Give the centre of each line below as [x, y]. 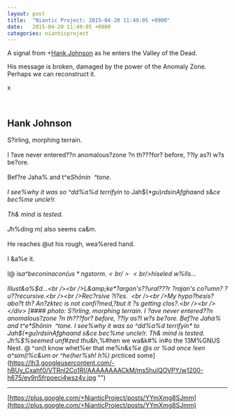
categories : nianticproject [48, 33]
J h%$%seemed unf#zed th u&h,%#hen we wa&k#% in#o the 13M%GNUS [114, 340]
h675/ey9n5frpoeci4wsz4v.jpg [52, 378]
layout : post [26, 14]
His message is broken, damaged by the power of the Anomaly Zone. [107, 66]
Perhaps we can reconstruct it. [51, 74]
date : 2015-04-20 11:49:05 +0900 [59, 27]
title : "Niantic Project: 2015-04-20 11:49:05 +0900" [89, 20]
